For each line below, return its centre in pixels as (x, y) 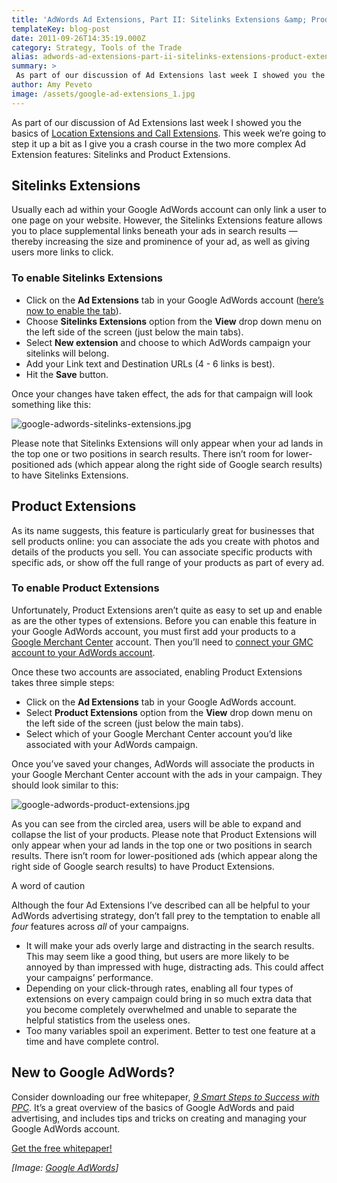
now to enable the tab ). (73, 310)
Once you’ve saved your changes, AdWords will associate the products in (163, 763)
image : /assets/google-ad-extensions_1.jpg (103, 94)
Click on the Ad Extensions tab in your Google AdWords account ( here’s (174, 300)
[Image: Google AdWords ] (65, 1167)
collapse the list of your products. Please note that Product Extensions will (164, 834)
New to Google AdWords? (93, 1072)
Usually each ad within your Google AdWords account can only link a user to (169, 210)
